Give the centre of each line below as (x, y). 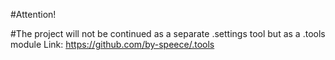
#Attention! (33, 14)
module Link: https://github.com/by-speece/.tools (112, 44)
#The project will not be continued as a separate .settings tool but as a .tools (168, 33)
